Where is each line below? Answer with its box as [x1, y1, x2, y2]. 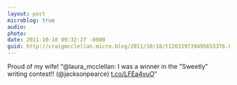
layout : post [7, 10, 46, 18]
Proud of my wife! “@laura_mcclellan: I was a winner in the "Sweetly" [7, 63, 209, 70]
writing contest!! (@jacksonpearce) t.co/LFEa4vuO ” [7, 70, 157, 78]
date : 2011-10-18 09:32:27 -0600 [7, 37, 106, 44]
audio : [7, 23, 27, 30]
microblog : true [7, 17, 55, 24]
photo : [7, 30, 27, 37]
